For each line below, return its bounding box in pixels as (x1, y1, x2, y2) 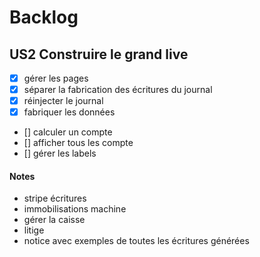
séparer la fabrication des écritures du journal (23, 84, 213, 96)
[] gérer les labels (23, 147, 97, 160)
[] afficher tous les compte (23, 137, 134, 149)
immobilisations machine (23, 203, 127, 215)
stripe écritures (23, 192, 87, 205)
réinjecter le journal (23, 95, 104, 107)
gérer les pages (23, 72, 89, 84)
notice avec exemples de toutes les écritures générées (23, 235, 250, 247)
